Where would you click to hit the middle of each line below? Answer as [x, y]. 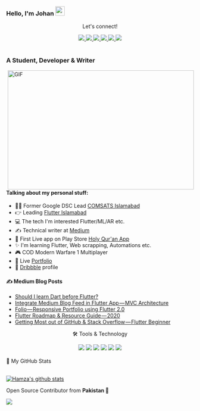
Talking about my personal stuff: [47, 192]
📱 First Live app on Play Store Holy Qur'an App [72, 239]
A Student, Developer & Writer [51, 61]
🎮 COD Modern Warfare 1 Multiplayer [61, 253]
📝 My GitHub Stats [29, 361]
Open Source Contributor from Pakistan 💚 [57, 391]
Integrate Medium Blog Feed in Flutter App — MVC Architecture [92, 303]
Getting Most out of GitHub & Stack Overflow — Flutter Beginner [93, 322]
